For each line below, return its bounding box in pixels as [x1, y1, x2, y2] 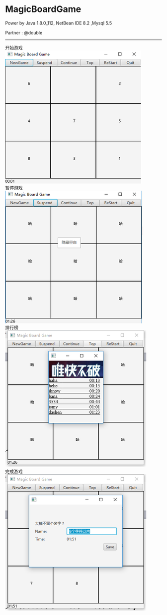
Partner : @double [5, 29, 43, 35]
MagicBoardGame [5, 3, 82, 15]
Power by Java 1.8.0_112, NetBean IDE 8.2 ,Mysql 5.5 [5, 20, 112, 26]
